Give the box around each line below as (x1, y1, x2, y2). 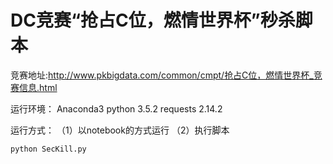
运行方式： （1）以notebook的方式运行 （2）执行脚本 (10, 124, 230, 136)
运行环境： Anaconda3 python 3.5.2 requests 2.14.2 (10, 102, 223, 115)
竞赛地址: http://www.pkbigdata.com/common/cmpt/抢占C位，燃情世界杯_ (10, 69, 314, 81)
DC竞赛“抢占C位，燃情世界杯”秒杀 (10, 9, 296, 32)
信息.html (18, 81, 58, 93)
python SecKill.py (10, 144, 87, 154)
